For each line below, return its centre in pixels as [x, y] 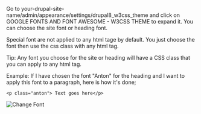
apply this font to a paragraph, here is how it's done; [71, 82]
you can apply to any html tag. [44, 64]
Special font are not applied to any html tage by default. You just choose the [101, 40]
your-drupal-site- [43, 9]
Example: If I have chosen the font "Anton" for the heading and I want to [96, 76]
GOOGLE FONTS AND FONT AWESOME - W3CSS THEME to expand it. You [100, 21]
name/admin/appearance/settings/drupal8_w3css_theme [78, 15]
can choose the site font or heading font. [57, 28]
